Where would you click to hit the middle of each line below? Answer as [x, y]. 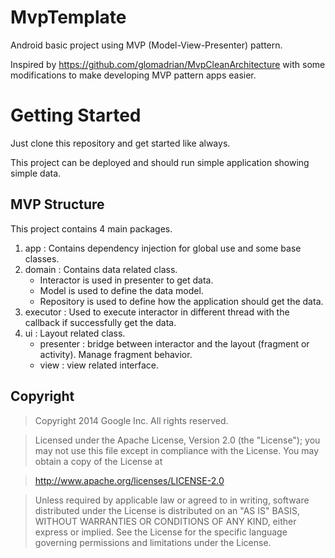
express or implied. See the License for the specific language [161, 532]
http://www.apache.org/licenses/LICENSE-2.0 [129, 480]
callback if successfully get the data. [100, 322]
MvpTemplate [68, 17]
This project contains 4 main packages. [91, 228]
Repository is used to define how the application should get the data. [181, 301]
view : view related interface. [99, 365]
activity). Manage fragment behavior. [116, 354]
